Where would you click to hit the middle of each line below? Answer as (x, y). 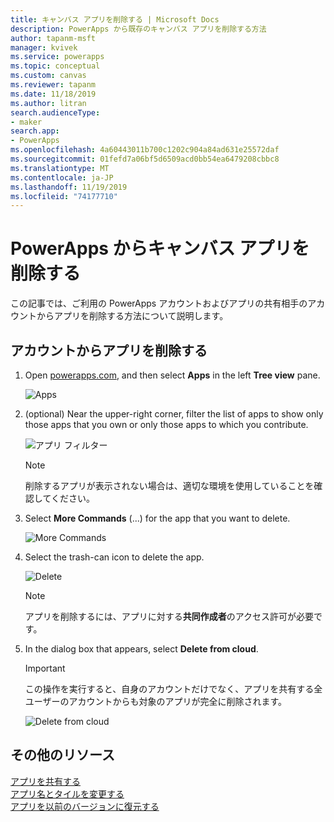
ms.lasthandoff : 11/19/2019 (69, 187)
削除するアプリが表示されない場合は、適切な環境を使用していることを (169, 485)
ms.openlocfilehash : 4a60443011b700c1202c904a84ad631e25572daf (145, 150)
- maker (26, 122)
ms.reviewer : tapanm (53, 85)
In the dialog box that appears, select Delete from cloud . (141, 649)
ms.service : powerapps (57, 57)
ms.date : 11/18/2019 (53, 94)
